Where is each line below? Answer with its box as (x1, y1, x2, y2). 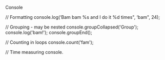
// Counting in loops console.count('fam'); (5, 39, 94, 45)
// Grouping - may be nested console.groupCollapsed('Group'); (5, 24, 138, 30)
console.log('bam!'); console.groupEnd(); (5, 29, 92, 35)
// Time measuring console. (5, 49, 64, 55)
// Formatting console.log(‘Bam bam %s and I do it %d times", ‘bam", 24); (5, 14, 160, 20)
